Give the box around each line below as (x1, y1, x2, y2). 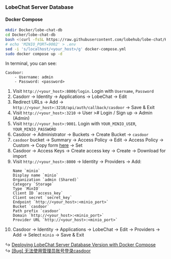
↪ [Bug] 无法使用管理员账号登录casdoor (5, 248, 91, 254)
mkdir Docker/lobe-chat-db (5, 28, 63, 33)
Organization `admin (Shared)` (12, 177, 79, 183)
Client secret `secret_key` (12, 195, 72, 200)
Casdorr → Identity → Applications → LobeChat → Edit (12, 93, 127, 100)
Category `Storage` (12, 182, 54, 187)
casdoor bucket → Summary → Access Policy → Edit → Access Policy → (12, 137, 164, 143)
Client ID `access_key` (12, 191, 64, 196)
